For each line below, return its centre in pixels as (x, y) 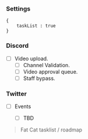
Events (23, 106)
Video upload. (31, 58)
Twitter (17, 93)
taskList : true (36, 26)
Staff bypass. (39, 78)
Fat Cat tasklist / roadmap (51, 130)
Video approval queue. (50, 71)
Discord (17, 46)
